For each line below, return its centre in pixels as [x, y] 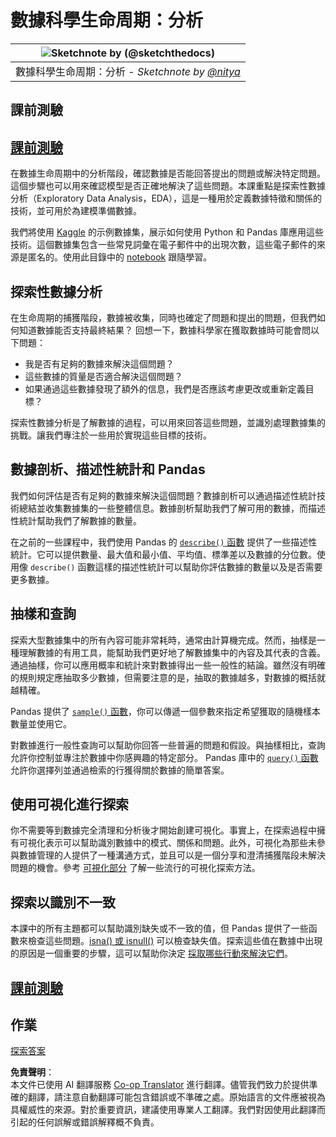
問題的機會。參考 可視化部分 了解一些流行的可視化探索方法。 [135, 868]
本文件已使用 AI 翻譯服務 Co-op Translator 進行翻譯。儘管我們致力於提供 [160, 1085]
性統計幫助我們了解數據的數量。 [76, 520]
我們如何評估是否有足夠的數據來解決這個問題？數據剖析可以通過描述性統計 [163, 495]
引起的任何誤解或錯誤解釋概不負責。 [85, 1122]
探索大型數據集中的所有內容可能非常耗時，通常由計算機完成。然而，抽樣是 [163, 640]
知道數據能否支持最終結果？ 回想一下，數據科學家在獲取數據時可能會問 [164, 330]
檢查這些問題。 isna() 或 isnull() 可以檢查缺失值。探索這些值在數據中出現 [175, 941]
